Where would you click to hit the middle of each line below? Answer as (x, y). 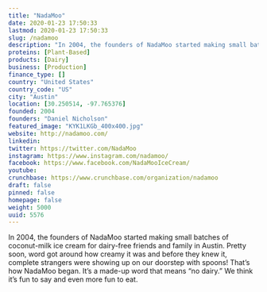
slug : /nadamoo (33, 38)
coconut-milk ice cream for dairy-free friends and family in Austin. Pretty (127, 246)
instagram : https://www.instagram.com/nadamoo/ (89, 156)
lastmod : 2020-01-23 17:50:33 (58, 30)
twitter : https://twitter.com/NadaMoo (72, 148)
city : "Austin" (33, 97)
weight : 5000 (30, 207)
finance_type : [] (37, 75)
